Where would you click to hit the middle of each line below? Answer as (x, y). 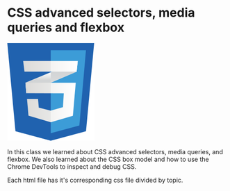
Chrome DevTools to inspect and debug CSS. (72, 166)
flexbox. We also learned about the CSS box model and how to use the (108, 159)
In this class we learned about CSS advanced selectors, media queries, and (115, 151)
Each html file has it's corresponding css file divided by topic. (95, 180)
